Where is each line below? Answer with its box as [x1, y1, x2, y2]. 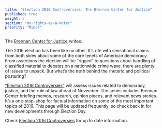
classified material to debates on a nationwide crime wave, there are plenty [5, 63, 155, 69]
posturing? [5, 73, 27, 79]
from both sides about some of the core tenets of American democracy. [5, 53, 148, 58]
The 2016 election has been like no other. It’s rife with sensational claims [5, 48, 149, 54]
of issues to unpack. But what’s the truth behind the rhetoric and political [5, 68, 150, 74]
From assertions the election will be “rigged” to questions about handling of [5, 58, 156, 64]
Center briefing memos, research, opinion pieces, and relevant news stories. [5, 93, 158, 99]
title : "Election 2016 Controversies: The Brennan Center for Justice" [5, 7, 152, 12]
